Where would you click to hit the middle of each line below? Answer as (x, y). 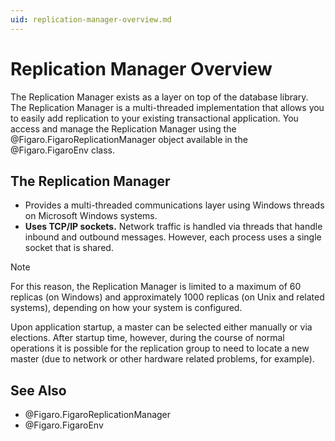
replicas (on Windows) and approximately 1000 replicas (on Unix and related (167, 297)
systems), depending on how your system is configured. (126, 308)
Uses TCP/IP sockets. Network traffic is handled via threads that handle (173, 227)
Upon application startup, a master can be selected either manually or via (161, 327)
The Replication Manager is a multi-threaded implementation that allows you (167, 107)
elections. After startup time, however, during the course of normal (147, 338)
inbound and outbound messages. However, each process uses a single (173, 237)
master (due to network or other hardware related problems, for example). (162, 359)
